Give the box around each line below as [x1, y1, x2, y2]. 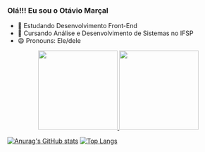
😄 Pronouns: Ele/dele [17, 37, 81, 45]
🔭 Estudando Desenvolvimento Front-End [17, 22, 137, 30]
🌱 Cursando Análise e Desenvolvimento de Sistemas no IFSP [17, 29, 194, 37]
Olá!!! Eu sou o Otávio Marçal [7, 6, 108, 15]
